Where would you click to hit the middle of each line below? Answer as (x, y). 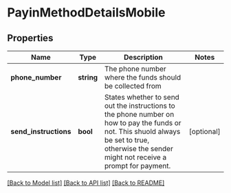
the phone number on (139, 114)
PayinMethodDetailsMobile (86, 13)
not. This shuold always (142, 132)
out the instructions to (140, 106)
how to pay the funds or (143, 123)
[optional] (205, 132)
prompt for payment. (137, 166)
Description (143, 57)
